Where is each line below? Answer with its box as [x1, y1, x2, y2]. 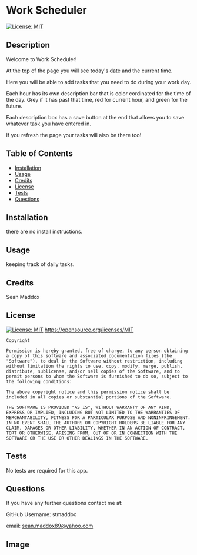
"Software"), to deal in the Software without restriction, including [6, 358, 183, 364]
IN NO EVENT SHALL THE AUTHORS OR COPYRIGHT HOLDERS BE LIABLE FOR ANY [6, 420, 185, 426]
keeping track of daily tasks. [6, 261, 75, 268]
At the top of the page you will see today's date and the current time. [6, 67, 173, 74]
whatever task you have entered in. [6, 120, 91, 127]
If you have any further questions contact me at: [6, 500, 123, 507]
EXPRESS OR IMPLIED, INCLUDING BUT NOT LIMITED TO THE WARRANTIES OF [6, 410, 181, 416]
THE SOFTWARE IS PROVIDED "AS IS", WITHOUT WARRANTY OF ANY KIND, [6, 404, 172, 410]
